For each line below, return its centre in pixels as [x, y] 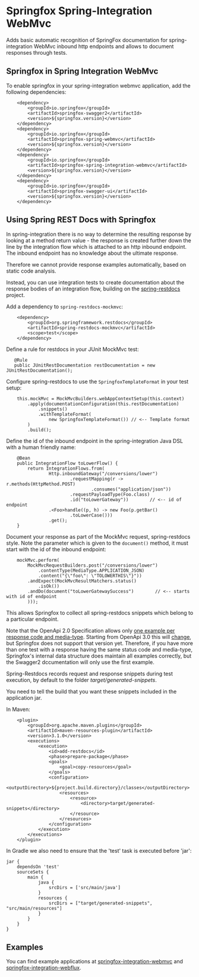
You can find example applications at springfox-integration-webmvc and [94, 962]
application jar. [24, 698]
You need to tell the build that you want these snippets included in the [91, 691]
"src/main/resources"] [34, 908]
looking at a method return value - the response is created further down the [99, 240]
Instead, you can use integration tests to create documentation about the [95, 282]
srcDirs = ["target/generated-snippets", [100, 903]
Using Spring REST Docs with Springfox [81, 220]
